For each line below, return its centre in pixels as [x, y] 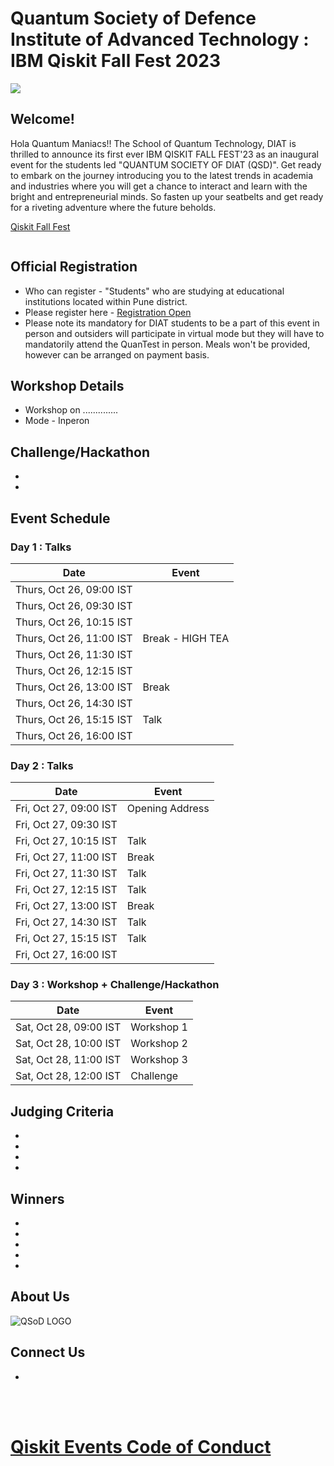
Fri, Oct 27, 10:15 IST [66, 841]
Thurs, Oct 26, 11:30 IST [74, 654]
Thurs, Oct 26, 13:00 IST [74, 687]
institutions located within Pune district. [106, 301]
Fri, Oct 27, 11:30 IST [66, 874]
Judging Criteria [62, 1111]
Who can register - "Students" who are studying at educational [154, 291]
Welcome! [42, 119]
